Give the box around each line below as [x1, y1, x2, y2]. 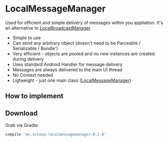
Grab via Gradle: [5, 122, 39, 128]
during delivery [12, 56, 44, 62]
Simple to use [12, 35, 41, 41]
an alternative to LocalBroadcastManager [5, 25, 91, 31]
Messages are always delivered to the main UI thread [12, 66, 123, 73]
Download [5, 109, 38, 117]
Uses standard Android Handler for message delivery [12, 61, 123, 67]
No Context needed [12, 72, 54, 78]
